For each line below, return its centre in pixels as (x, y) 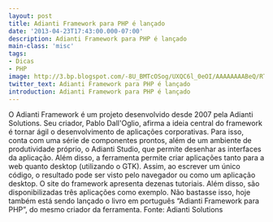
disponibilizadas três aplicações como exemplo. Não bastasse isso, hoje (130, 193)
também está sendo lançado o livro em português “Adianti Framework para (134, 201)
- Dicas (22, 62)
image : (19, 76)
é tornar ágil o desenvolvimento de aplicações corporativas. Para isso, (126, 132)
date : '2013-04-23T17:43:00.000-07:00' (76, 31)
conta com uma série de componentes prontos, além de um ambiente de (130, 141)
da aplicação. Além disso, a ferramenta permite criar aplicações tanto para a (136, 158)
